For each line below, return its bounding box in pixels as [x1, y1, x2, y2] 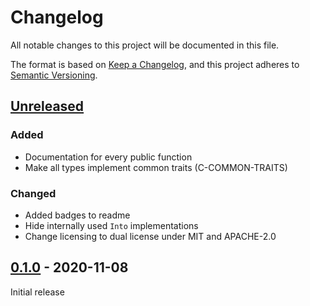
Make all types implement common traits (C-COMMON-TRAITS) [24, 161, 288, 173]
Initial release [10, 286, 65, 298]
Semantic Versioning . [10, 69, 98, 81]
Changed [10, 186, 57, 200]
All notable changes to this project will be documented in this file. [10, 39, 280, 51]
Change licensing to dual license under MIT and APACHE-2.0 [24, 230, 277, 242]
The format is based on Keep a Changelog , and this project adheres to [10, 58, 300, 70]
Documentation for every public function [24, 151, 193, 163]
